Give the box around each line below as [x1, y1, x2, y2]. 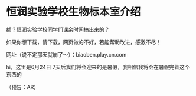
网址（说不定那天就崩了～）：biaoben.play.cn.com [6, 51, 127, 58]
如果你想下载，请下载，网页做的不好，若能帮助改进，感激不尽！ [6, 38, 161, 45]
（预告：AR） [6, 83, 40, 90]
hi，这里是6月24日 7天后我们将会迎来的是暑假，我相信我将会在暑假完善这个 [6, 63, 190, 71]
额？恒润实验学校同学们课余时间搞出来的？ [6, 26, 110, 33]
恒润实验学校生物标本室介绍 [6, 5, 141, 19]
